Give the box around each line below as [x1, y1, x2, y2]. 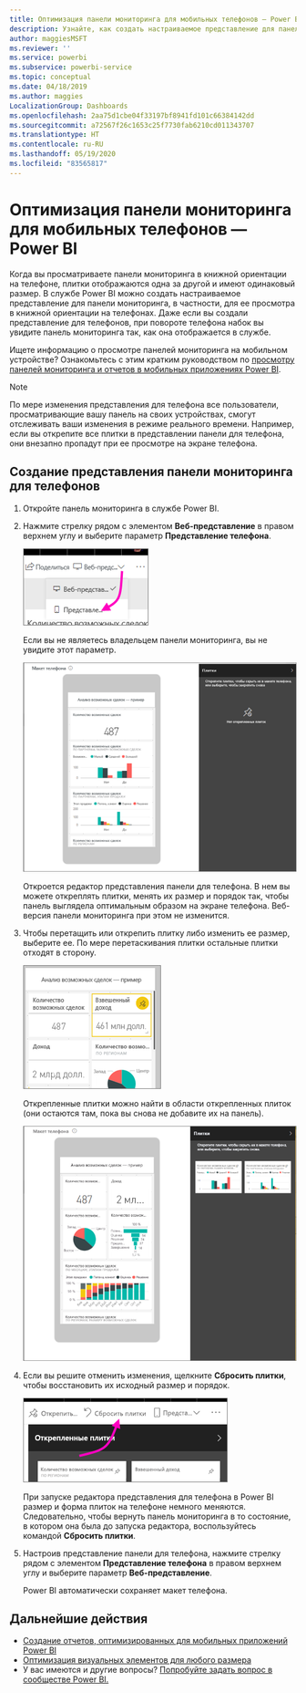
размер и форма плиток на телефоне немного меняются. [22, 1501, 246, 1511]
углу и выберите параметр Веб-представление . [22, 1567, 212, 1578]
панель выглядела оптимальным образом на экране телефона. [22, 899, 270, 911]
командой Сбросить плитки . [22, 1530, 137, 1541]
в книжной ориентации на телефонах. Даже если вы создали [9, 306, 249, 318]
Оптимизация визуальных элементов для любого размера [22, 1655, 252, 1666]
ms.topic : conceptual [9, 73, 92, 82]
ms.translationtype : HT [9, 130, 100, 140]
